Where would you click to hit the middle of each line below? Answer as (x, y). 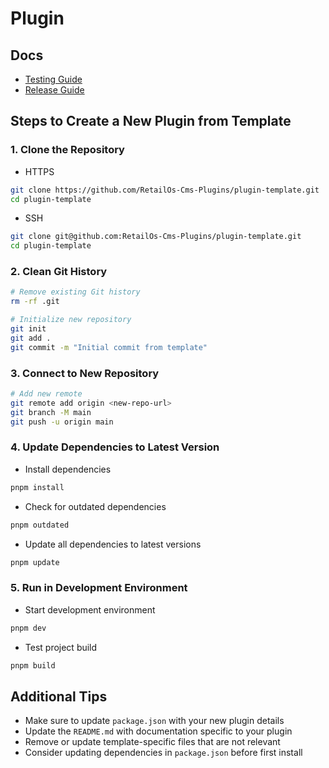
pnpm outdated (40, 525)
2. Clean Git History (59, 272)
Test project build (61, 647)
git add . (31, 338)
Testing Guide (53, 79)
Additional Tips (59, 696)
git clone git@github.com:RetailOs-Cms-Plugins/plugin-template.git (156, 237)
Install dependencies (68, 469)
